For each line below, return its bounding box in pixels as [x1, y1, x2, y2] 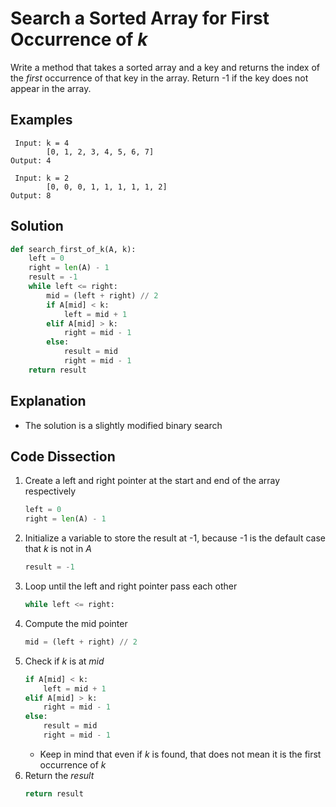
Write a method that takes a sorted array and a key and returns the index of [10, 61, 321, 73]
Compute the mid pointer [24, 617, 128, 629]
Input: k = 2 [14, 173, 70, 183]
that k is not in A [24, 543, 92, 555]
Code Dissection [10, 448, 116, 466]
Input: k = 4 [14, 138, 70, 148]
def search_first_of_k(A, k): [10, 244, 137, 254]
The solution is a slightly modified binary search [24, 419, 223, 431]
